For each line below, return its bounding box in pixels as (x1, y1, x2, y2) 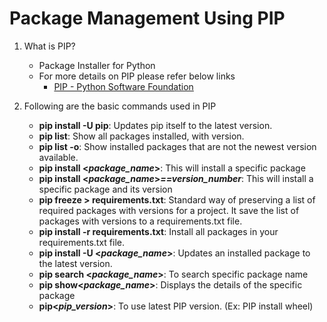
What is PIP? (23, 40, 76, 52)
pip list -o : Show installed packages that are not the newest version (38, 140, 317, 152)
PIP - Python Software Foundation (53, 80, 194, 92)
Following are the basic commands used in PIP (23, 100, 217, 112)
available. (38, 151, 79, 163)
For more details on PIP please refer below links (38, 70, 236, 82)
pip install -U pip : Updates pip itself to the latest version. (38, 119, 273, 131)
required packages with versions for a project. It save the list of (38, 204, 300, 216)
